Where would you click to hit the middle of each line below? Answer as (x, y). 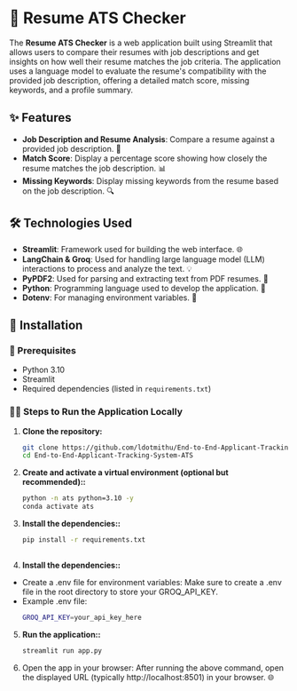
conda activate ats (58, 507)
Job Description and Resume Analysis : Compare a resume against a (148, 139)
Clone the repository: (62, 431)
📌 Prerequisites (43, 350)
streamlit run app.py (62, 651)
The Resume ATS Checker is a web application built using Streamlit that (141, 43)
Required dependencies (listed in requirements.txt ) (116, 389)
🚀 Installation (46, 325)
